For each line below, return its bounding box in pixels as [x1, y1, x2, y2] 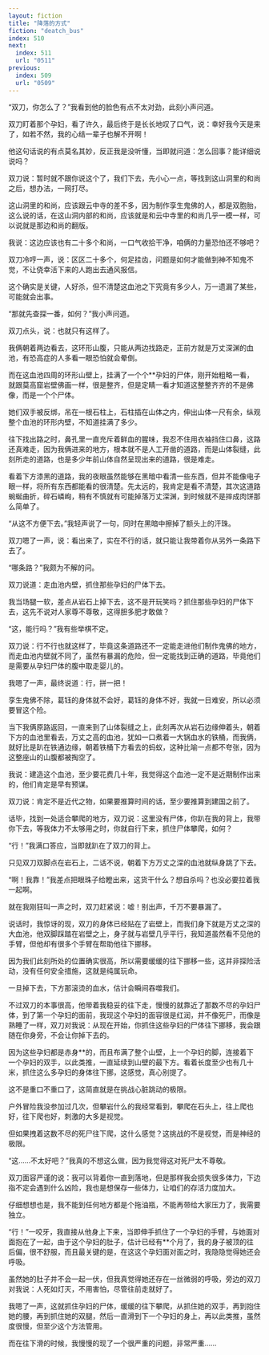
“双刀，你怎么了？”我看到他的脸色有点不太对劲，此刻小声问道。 [8, 102, 219, 112]
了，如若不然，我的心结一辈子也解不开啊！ [8, 129, 149, 139]
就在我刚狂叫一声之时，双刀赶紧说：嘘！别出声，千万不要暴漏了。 [8, 901, 226, 911]
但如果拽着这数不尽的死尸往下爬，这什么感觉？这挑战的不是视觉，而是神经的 [8, 1129, 261, 1138]
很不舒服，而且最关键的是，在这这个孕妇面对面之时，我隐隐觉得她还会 [29, 1247, 261, 1256]
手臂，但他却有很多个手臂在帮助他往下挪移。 [8, 938, 156, 948]
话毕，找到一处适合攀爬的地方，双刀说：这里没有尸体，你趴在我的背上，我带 [8, 813, 261, 823]
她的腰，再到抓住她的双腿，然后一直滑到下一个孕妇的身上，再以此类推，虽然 [8, 1311, 261, 1320]
